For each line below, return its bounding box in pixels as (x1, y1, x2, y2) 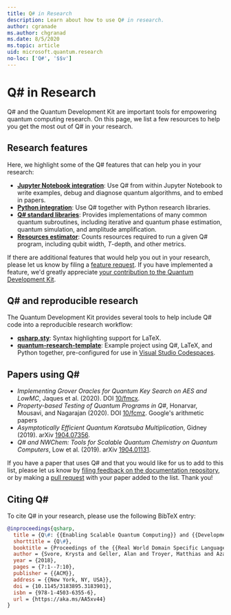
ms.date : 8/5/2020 (7, 36, 60, 43)
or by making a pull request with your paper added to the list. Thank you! (7, 474, 213, 482)
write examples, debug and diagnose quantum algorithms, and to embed (16, 188, 223, 196)
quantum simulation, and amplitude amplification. (16, 225, 157, 233)
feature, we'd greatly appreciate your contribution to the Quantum (7, 268, 194, 276)
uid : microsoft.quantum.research (7, 49, 103, 56)
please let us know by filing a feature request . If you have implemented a (7, 260, 213, 269)
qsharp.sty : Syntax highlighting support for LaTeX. (16, 334, 162, 342)
